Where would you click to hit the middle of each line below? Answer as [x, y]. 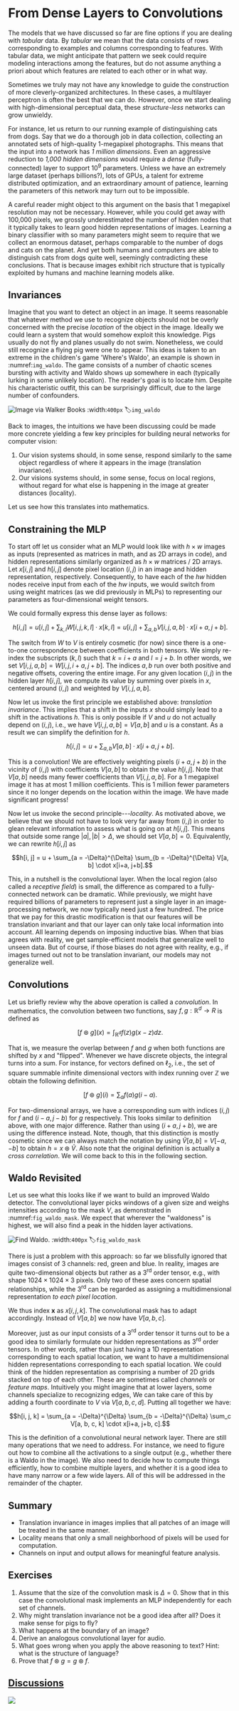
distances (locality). [47, 493]
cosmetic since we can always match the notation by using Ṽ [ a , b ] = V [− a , [117, 1140]
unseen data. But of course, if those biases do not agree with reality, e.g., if [118, 947]
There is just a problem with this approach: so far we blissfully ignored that [117, 1256]
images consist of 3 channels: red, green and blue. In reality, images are [114, 1264]
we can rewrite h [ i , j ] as [42, 844]
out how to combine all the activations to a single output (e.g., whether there [120, 1453]
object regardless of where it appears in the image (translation [110, 463]
